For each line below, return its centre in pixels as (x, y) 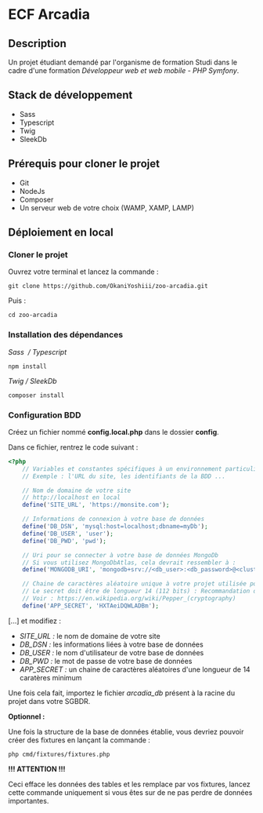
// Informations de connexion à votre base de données (113, 520)
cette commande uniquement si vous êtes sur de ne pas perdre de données (130, 792)
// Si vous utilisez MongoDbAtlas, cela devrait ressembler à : (129, 563)
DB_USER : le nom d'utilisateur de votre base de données (112, 652)
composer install (36, 395)
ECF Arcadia (49, 15)
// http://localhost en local (72, 498)
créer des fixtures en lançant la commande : (79, 740)
